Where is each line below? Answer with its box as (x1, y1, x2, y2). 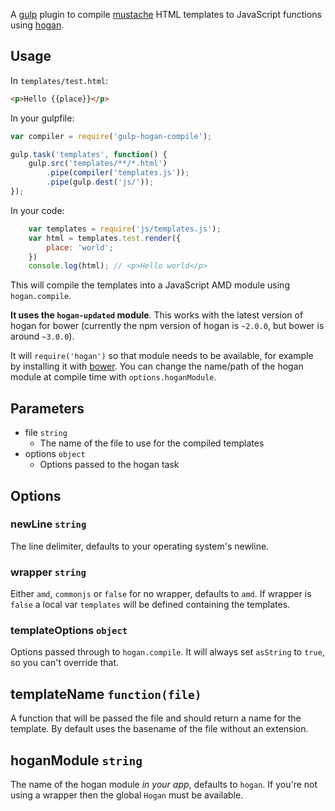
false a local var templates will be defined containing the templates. (10, 599, 291, 611)
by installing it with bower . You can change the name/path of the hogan (10, 360, 304, 373)
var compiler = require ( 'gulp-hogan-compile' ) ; (10, 131, 213, 141)
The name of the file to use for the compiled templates (39, 437, 265, 449)
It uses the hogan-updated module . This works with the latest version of (10, 309, 304, 321)
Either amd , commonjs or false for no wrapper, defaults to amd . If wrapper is (10, 588, 312, 600)
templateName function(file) (10, 685, 202, 703)
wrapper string (10, 565, 87, 579)
